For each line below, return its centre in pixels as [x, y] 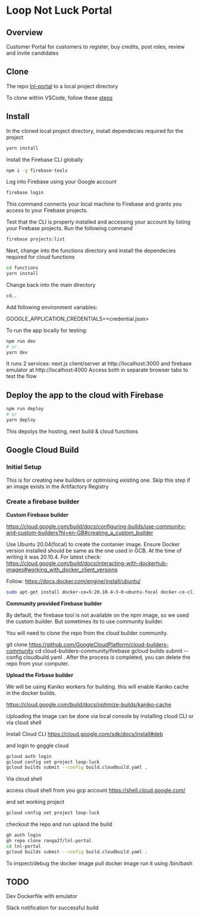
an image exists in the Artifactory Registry [57, 486]
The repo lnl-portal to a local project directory [62, 86]
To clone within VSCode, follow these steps [60, 98]
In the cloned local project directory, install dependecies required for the [95, 131]
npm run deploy [25, 409]
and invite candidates [32, 53]
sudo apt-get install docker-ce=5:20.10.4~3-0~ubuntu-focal [82, 592]
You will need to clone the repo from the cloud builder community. [87, 633]
